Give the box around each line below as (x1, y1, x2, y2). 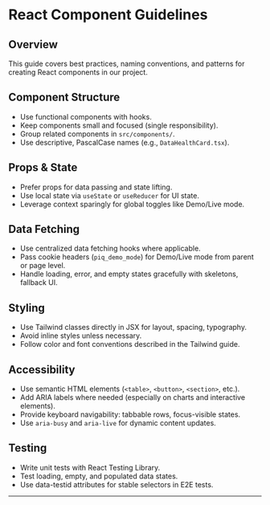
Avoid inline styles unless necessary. (19, 331, 142, 340)
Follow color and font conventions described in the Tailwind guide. (19, 340, 240, 349)
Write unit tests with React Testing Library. (19, 462, 161, 472)
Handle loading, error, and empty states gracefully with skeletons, (19, 269, 239, 279)
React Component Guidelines (8, 6, 208, 24)
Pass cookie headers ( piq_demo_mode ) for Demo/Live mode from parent (19, 252, 255, 262)
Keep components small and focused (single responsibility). (19, 120, 219, 130)
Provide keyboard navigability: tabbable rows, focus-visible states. (19, 409, 241, 419)
